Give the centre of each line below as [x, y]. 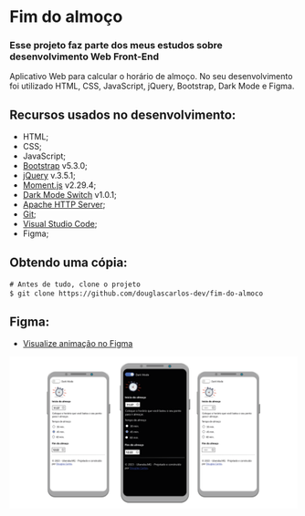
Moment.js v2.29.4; [59, 185]
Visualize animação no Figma [78, 343]
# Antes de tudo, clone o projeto [75, 284]
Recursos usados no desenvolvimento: [123, 114]
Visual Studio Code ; [60, 224]
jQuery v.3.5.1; [49, 176]
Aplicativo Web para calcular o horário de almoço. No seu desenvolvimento [151, 77]
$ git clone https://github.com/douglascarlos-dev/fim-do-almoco [136, 294]
